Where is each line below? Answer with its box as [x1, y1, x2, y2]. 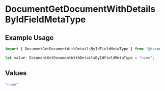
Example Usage [5, 33, 54, 42]
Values [5, 69, 27, 77]
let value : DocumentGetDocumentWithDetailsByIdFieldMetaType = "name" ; [5, 55, 155, 60]
